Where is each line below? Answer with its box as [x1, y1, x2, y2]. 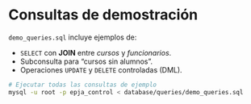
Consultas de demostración [8, 6, 199, 24]
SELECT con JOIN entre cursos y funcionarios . [19, 48, 172, 57]
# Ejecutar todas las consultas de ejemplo [8, 81, 157, 89]
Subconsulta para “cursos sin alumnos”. [19, 56, 153, 66]
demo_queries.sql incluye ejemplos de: [8, 32, 137, 42]
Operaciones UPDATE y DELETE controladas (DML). [19, 64, 183, 74]
